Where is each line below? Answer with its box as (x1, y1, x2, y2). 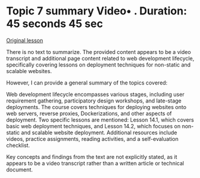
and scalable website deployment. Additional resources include (20, 129, 178, 136)
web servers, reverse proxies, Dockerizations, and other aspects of (6, 110, 172, 117)
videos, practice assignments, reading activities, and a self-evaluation (6, 135, 178, 142)
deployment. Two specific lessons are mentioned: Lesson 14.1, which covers (6, 116, 195, 123)
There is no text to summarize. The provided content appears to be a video (6, 48, 192, 55)
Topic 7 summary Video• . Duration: (6, 4, 187, 18)
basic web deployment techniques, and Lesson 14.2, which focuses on (6, 122, 181, 129)
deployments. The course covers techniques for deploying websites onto (6, 103, 187, 110)
